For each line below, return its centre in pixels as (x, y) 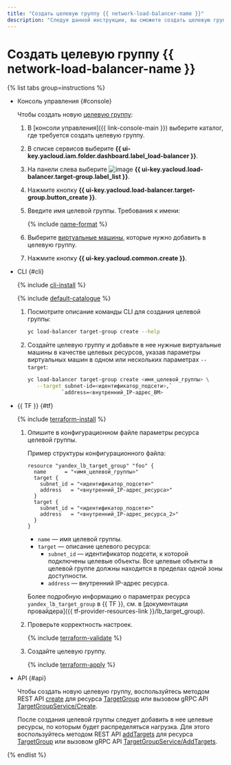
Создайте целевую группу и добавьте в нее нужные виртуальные (124, 345)
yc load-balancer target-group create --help (93, 332)
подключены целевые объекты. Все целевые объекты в (130, 561)
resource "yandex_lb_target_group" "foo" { (91, 466)
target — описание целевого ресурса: (94, 546)
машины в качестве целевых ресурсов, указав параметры (114, 352)
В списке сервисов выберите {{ (74, 148)
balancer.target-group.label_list (74, 177)
